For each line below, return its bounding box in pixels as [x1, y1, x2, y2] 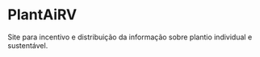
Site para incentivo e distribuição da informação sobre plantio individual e [7, 32, 253, 42]
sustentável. [7, 40, 48, 50]
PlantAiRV [7, 6, 78, 24]
